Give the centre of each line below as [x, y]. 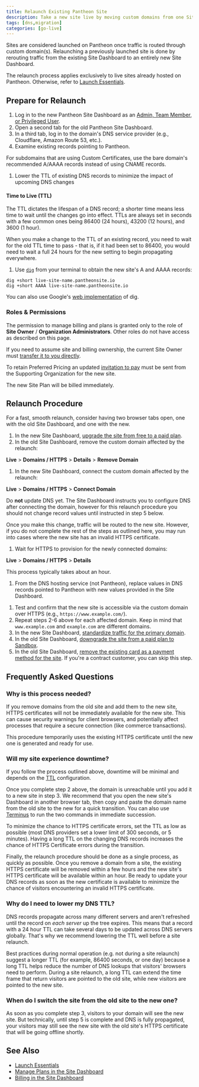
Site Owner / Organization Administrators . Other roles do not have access [98, 331]
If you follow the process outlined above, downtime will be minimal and [93, 772]
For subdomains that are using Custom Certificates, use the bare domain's [97, 158]
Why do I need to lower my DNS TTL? [60, 903]
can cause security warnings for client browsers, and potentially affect [92, 719]
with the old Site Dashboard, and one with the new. [68, 424]
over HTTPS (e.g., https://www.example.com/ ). [71, 614]
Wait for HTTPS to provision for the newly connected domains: [91, 549]
